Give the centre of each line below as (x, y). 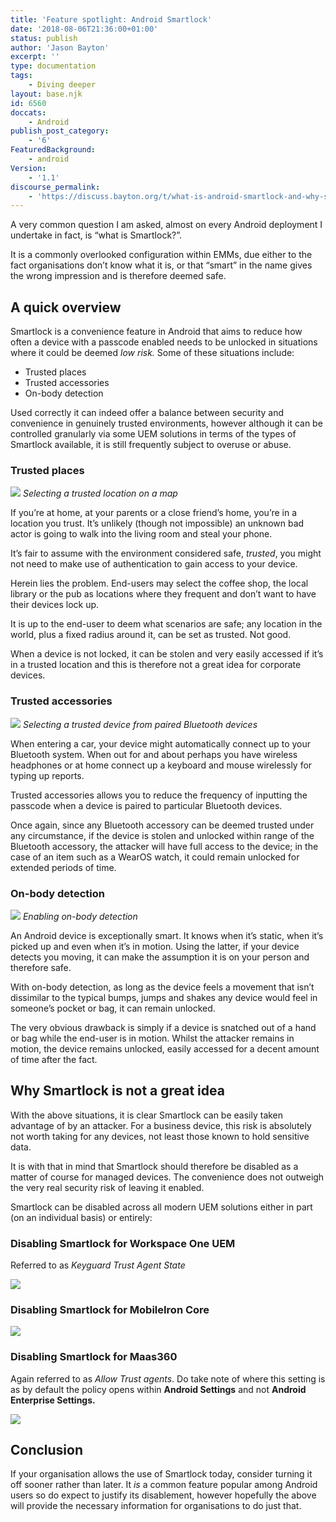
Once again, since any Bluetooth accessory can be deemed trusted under (162, 825)
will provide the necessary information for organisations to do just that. (156, 1506)
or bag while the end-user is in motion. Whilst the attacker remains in (152, 1038)
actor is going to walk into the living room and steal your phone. (141, 534)
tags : (21, 76)
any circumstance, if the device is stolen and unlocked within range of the (162, 835)
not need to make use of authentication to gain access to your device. (154, 564)
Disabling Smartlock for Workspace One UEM (123, 1243)
